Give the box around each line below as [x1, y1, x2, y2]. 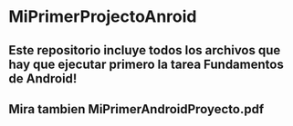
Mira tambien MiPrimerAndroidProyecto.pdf [8, 102, 265, 117]
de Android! [8, 71, 78, 86]
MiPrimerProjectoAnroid [8, 6, 197, 27]
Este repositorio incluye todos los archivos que [8, 43, 281, 58]
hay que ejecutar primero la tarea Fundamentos [8, 56, 284, 72]
